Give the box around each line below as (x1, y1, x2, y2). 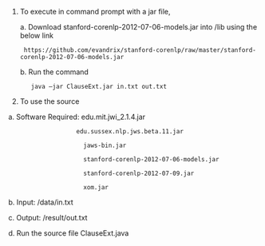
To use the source (19, 97, 80, 106)
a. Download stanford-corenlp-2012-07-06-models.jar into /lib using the (19, 22, 258, 31)
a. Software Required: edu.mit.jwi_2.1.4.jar (8, 112, 146, 121)
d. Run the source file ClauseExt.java (8, 228, 129, 238)
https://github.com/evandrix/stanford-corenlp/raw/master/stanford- (23, 46, 257, 54)
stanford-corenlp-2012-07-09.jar (83, 169, 195, 177)
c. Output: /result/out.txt (8, 213, 88, 222)
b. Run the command (19, 67, 89, 77)
